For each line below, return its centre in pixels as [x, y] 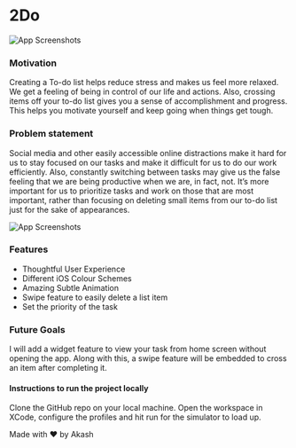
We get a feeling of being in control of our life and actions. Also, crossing [142, 92]
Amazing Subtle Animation [70, 287]
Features [29, 249]
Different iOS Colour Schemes [77, 278]
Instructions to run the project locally [79, 388]
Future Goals [37, 329]
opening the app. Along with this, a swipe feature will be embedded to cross [148, 358]
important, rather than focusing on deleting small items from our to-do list [143, 200]
